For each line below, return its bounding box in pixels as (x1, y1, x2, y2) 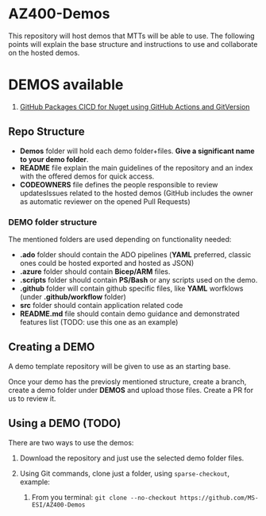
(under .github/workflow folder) (19, 291, 127, 302)
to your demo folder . (19, 154, 89, 164)
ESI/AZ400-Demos (31, 501, 86, 509)
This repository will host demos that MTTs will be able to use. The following (8, 31, 256, 40)
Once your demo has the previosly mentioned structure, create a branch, (8, 376, 247, 386)
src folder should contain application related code (19, 300, 183, 310)
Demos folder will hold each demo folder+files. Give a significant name (19, 146, 256, 156)
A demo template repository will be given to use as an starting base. (8, 361, 231, 371)
